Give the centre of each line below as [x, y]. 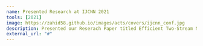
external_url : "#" [29, 34]
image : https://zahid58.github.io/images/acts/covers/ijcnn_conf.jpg [96, 23]
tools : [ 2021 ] [24, 17]
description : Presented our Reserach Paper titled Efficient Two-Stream [100, 28]
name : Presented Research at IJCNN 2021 [58, 12]
